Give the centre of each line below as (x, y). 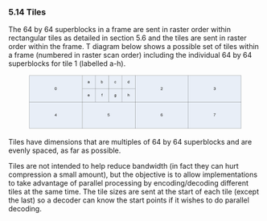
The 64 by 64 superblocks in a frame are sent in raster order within (120, 30)
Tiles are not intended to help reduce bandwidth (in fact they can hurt (123, 166)
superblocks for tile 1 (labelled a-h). (67, 63)
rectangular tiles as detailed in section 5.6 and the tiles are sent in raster (127, 38)
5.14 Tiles (27, 12)
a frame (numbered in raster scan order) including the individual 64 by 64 (130, 55)
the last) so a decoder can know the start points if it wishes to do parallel (129, 200)
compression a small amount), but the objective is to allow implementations (133, 174)
